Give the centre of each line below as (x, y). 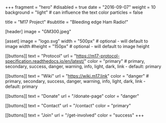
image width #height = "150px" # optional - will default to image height (77, 46)
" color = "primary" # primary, (114, 61)
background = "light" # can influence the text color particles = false (74, 12)
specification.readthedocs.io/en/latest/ (45, 61)
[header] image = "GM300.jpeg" (38, 31)
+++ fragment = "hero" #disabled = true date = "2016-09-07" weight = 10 (81, 7)
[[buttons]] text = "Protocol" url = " (41, 56)
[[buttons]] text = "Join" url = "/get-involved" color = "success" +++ (75, 115)
